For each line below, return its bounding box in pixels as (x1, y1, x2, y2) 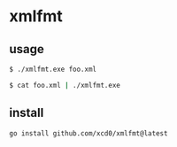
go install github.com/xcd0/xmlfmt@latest (9, 128, 168, 138)
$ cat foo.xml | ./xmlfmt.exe (9, 81, 121, 89)
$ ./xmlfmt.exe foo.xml (9, 65, 97, 73)
